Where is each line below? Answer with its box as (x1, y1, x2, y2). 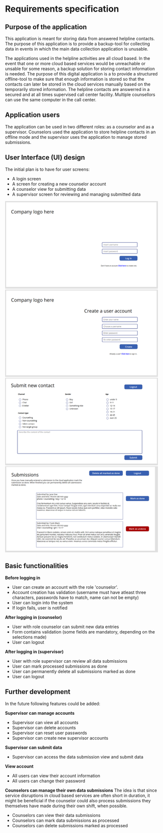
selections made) (12, 634, 47, 640)
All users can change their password (12, 778, 86, 784)
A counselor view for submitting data (12, 186, 86, 192)
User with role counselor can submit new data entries (12, 624, 119, 630)
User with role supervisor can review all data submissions (12, 658, 128, 664)
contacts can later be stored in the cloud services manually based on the (5, 81, 151, 87)
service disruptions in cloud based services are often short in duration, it (5, 792, 150, 798)
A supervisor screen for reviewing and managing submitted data (12, 191, 141, 197)
